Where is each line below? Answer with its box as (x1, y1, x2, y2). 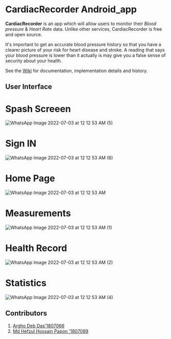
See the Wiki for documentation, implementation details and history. (5, 68, 148, 74)
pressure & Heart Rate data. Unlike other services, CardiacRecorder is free (5, 26, 162, 32)
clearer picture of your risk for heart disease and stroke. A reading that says (5, 47, 165, 53)
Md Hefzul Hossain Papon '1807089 (12, 328, 89, 334)
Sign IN (5, 138, 37, 150)
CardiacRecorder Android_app (5, 4, 137, 15)
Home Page (5, 173, 55, 184)
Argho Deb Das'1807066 (12, 323, 65, 329)
